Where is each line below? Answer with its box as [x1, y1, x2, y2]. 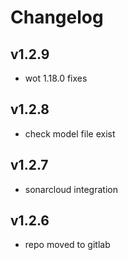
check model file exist [24, 127, 116, 140]
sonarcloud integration [24, 183, 118, 195]
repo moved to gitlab [24, 239, 111, 251]
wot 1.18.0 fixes [24, 72, 88, 84]
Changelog [10, 6, 104, 29]
